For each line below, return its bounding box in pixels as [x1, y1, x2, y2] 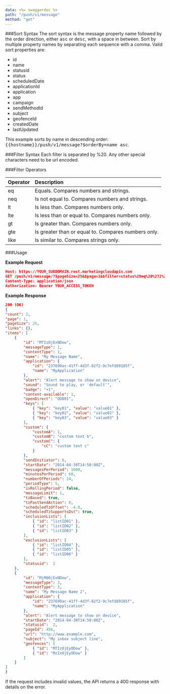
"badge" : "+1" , [23, 387, 56, 392]
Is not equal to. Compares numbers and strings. [34, 195, 148, 202]
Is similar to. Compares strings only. [34, 236, 120, 243]
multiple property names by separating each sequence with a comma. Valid [5, 42, 163, 48]
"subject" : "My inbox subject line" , [23, 636, 103, 641]
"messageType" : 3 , [23, 580, 62, 585]
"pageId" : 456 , [23, 627, 56, 632]
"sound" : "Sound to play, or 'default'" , [23, 382, 112, 387]
